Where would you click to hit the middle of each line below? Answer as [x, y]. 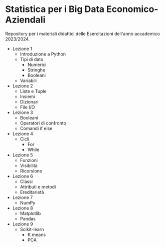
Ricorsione [31, 170]
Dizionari [29, 101]
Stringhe [36, 70]
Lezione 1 [22, 48]
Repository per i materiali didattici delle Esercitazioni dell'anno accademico [83, 33]
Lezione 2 [23, 85]
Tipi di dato [32, 59]
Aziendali [25, 20]
